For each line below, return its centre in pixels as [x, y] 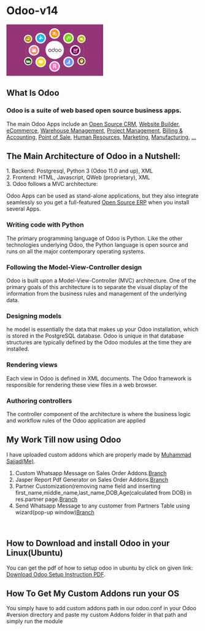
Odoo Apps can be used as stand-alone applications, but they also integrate [103, 196]
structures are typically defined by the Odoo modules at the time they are [99, 343]
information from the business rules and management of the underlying [97, 294]
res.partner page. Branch [46, 499]
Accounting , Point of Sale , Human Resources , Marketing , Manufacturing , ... [101, 137]
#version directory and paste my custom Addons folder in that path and [97, 615]
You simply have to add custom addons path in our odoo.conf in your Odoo [101, 608]
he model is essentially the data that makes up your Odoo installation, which [102, 330]
